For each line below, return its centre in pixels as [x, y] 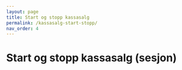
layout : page [22, 12]
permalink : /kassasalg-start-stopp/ [52, 23]
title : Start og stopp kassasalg [48, 17]
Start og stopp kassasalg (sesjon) [92, 58]
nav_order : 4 [22, 28]
